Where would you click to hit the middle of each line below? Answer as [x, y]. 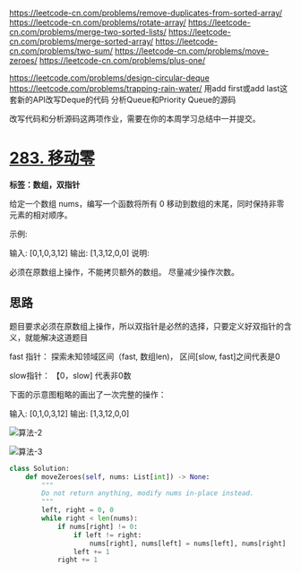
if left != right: [107, 535]
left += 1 [91, 552]
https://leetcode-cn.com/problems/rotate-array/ [98, 22]
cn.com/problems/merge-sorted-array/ [82, 41]
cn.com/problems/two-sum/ [61, 51]
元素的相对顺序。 [41, 215]
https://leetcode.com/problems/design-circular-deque [110, 78]
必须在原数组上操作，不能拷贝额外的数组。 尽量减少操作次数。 [124, 271]
